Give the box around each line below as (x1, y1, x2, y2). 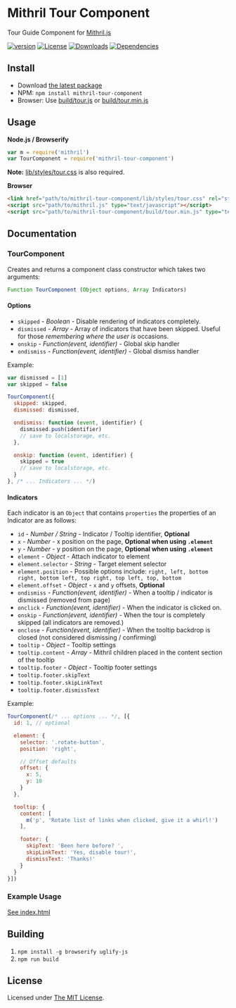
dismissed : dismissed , (13, 406, 80, 413)
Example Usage (7, 892, 62, 902)
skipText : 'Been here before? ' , (25, 842, 124, 850)
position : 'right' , (20, 745, 77, 752)
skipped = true (20, 458, 65, 466)
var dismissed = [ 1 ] (7, 374, 68, 381)
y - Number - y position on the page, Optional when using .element (17, 545, 214, 554)
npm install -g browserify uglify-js (17, 948, 129, 955)
